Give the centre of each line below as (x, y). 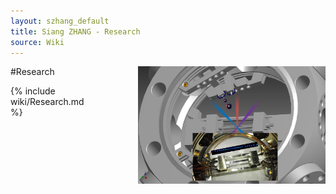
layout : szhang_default (60, 21)
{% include (33, 91)
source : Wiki (37, 42)
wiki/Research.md (47, 102)
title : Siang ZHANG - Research (75, 31)
